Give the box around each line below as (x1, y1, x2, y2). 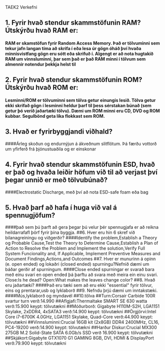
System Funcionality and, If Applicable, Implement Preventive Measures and (5, 251, 161, 257)
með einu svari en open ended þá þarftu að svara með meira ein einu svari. (5, 272, 158, 278)
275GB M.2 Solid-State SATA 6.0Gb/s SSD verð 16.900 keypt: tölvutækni (5, 330, 153, 336)
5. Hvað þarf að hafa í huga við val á (5, 203, 117, 211)
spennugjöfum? (5, 211, 55, 219)
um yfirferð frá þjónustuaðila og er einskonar (5, 146, 97, 152)
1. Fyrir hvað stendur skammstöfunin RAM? (5, 18, 141, 27)
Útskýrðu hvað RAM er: (5, 26, 78, 35)
